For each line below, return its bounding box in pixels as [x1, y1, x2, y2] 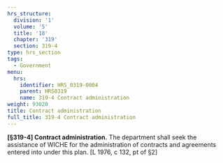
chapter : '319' [13, 36, 58, 43]
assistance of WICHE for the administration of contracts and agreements [7, 140, 217, 148]
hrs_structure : [7, 10, 52, 17]
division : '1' [13, 17, 55, 24]
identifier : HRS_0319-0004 [20, 81, 99, 88]
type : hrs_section [7, 49, 61, 56]
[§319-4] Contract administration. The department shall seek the [7, 133, 197, 141]
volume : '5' [13, 23, 49, 30]
